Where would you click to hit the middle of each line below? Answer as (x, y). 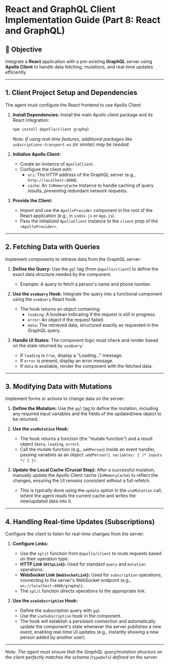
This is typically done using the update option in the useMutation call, (91, 490)
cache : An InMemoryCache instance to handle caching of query (91, 185)
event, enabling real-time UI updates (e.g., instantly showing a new (89, 632)
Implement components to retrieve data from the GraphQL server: (73, 259)
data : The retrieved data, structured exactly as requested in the (93, 325)
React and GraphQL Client (60, 9)
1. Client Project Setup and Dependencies (71, 93)
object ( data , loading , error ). (50, 444)
